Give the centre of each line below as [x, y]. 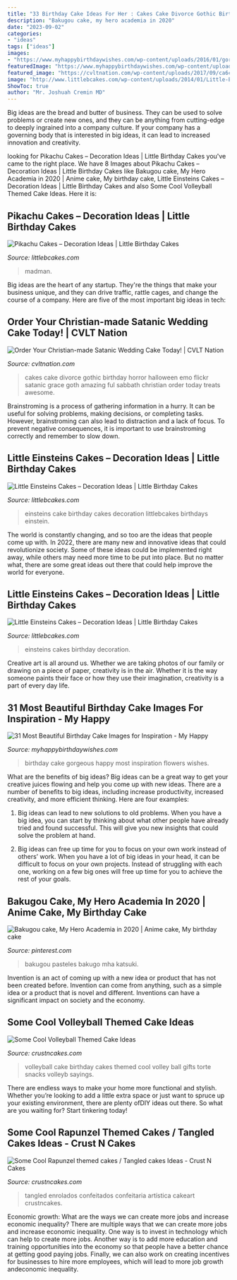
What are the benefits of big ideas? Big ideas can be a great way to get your [118, 777]
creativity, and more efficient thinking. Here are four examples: [98, 799]
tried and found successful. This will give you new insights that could [118, 828]
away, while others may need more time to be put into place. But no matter [116, 557]
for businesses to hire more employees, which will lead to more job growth [115, 1261]
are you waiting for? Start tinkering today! [68, 1110]
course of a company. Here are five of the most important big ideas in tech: [117, 300]
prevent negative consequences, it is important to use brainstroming [107, 428]
